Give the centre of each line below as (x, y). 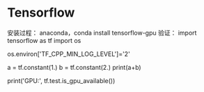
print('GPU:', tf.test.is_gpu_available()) (61, 80)
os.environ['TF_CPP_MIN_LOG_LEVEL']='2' (69, 54)
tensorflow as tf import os (44, 40)
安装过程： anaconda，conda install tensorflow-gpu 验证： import (102, 33)
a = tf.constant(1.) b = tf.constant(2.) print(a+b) (74, 67)
